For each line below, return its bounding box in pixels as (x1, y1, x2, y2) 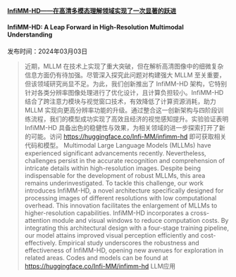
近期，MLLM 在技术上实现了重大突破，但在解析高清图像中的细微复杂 (24, 62, 224, 70)
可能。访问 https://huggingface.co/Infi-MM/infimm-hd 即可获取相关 (30, 132, 227, 141)
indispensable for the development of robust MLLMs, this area (24, 171, 206, 179)
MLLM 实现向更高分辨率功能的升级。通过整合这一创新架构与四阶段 (24, 105, 218, 114)
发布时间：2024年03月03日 (7, 46, 88, 56)
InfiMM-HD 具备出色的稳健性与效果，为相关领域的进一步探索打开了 (24, 123, 220, 131)
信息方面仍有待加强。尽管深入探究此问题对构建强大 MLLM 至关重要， (24, 70, 225, 79)
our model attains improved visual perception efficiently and (24, 231, 199, 239)
